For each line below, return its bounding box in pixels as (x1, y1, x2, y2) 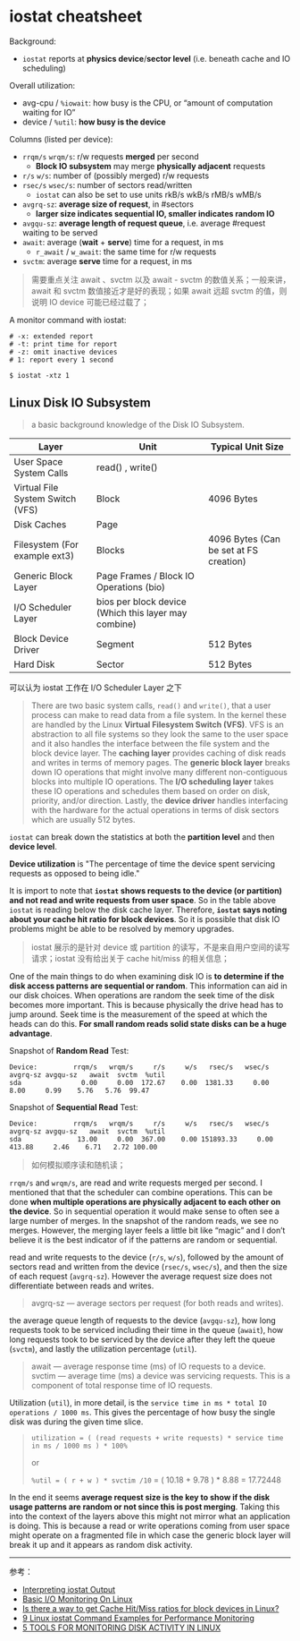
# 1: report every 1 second (9, 355, 114, 364)
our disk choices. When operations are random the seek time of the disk (9, 989, 275, 1000)
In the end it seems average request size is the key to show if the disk (9, 1491, 271, 1502)
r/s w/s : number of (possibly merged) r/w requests (21, 170, 210, 181)
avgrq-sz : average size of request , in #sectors (21, 199, 195, 209)
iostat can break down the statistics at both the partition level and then (9, 831, 275, 842)
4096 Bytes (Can (208, 533, 281, 545)
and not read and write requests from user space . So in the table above (9, 894, 277, 905)
